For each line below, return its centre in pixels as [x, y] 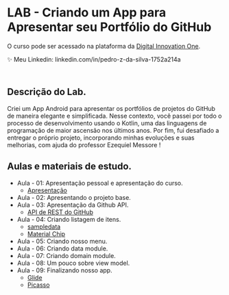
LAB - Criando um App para [87, 13]
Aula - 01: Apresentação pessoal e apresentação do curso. [100, 183]
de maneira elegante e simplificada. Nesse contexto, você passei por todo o [114, 116]
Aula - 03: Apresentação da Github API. [73, 205]
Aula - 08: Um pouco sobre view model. [73, 263]
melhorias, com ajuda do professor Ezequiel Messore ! [84, 144]
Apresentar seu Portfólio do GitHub [109, 27]
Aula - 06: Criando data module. [62, 248]
